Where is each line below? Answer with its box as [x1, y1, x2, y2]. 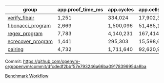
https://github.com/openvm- [23, 58, 81, 64]
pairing [7, 46, 24, 52]
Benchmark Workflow [5, 73, 49, 79]
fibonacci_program [7, 22, 51, 29]
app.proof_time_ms [57, 6, 103, 13]
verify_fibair [7, 15, 35, 21]
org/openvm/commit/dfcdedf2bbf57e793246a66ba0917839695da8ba [5, 64, 146, 69]
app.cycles [108, 6, 134, 13]
